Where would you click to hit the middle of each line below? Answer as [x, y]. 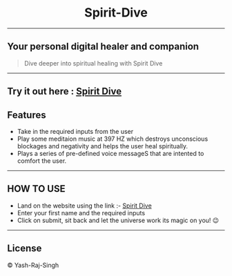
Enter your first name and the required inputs [81, 213]
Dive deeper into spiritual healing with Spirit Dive [93, 63]
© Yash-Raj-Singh [33, 265]
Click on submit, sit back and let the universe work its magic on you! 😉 [118, 220]
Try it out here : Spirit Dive [65, 91]
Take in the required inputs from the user [75, 131]
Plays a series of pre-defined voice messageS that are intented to [110, 153]
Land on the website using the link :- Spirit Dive [84, 206]
